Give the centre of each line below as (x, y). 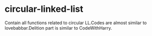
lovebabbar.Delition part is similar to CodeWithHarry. (58, 28)
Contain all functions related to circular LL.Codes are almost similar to (76, 23)
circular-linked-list (44, 9)
